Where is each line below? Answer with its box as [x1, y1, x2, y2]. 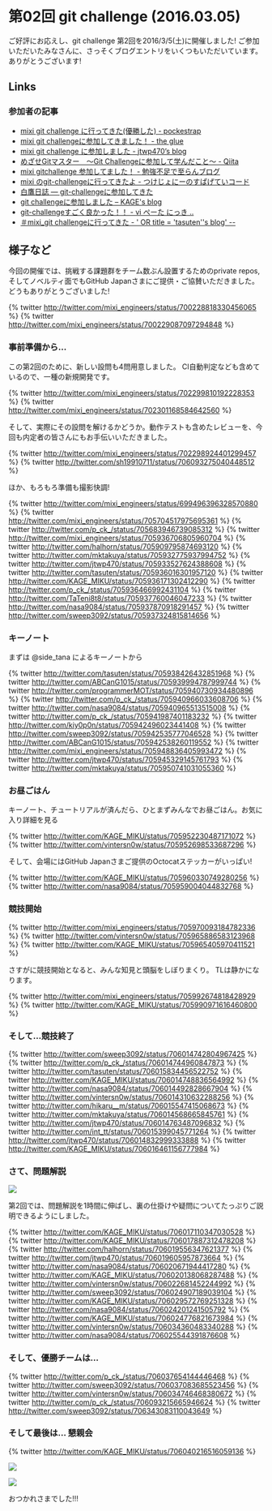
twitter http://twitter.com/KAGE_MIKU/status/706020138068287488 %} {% [8, 1270, 259, 1280]
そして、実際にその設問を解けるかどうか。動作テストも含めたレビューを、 [8, 422, 257, 431]
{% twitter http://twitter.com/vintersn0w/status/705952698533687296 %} [8, 840, 257, 850]
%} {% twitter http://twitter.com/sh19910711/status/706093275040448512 [8, 457, 255, 466]
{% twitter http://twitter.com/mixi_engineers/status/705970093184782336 [8, 922, 256, 932]
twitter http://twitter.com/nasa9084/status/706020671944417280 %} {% [8, 1262, 251, 1272]
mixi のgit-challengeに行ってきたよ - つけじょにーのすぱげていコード [19, 176, 250, 187]
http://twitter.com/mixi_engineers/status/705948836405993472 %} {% [8, 746, 247, 756]
